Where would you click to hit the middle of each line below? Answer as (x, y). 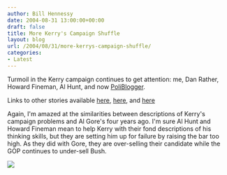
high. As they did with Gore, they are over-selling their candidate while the (114, 143)
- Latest (20, 59)
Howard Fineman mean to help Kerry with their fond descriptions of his (109, 128)
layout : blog (26, 40)
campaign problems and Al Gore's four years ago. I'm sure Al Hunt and (109, 121)
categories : (24, 53)
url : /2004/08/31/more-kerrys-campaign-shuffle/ (79, 46)
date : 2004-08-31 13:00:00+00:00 (56, 20)
